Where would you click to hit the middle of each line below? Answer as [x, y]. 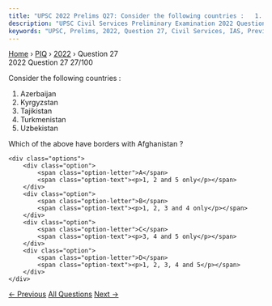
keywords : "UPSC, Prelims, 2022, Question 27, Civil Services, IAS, [126, 31]
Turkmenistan [43, 120]
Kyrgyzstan [39, 103]
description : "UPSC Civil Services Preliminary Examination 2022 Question [137, 23]
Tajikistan [36, 111]
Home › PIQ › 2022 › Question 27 [64, 54]
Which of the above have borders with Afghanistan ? [96, 144]
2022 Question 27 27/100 [51, 62]
